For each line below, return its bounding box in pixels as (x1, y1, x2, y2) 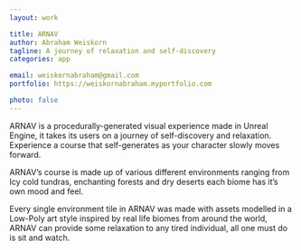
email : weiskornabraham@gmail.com (9, 71, 140, 80)
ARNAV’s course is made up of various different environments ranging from (9, 166, 290, 177)
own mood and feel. (9, 186, 84, 197)
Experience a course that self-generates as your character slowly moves (9, 139, 280, 150)
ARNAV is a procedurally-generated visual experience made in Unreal (9, 120, 268, 131)
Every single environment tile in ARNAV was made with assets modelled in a (9, 203, 292, 214)
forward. (9, 149, 42, 160)
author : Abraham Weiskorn (9, 38, 107, 47)
